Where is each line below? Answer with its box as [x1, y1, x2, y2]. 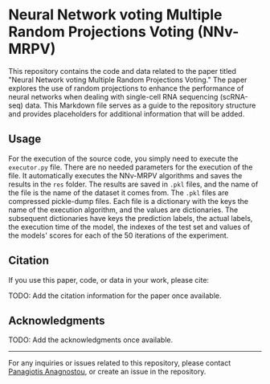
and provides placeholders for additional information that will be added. [8, 108, 245, 118]
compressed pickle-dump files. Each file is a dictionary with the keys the [8, 196, 249, 206]
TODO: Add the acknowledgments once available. [8, 335, 174, 345]
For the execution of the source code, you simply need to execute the [8, 153, 239, 163]
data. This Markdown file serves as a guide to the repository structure [25, 100, 256, 110]
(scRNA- [219, 92, 248, 101]
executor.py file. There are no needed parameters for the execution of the [8, 162, 253, 172]
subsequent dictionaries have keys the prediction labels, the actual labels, [8, 213, 253, 223]
